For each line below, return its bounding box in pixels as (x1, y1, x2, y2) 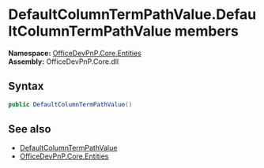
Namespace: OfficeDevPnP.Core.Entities (8, 48, 142, 58)
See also (8, 122, 51, 136)
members (174, 22, 239, 40)
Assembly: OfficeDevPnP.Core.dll (8, 57, 119, 66)
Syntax (8, 80, 44, 93)
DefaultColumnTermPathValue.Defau (8, 6, 257, 24)
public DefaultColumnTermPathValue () (8, 100, 133, 108)
